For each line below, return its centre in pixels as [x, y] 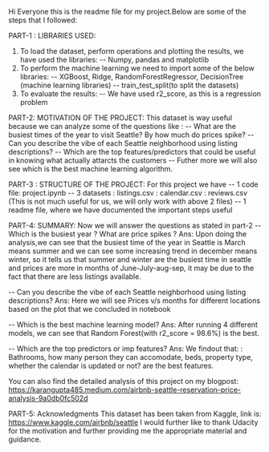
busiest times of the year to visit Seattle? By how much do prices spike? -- [131, 135]
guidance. [25, 439]
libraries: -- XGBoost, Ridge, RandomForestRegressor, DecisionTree [132, 77]
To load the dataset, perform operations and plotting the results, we [132, 51]
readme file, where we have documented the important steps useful [120, 210]
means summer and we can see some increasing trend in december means [133, 251]
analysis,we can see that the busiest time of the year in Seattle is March [127, 242]
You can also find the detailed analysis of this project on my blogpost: [124, 381]
